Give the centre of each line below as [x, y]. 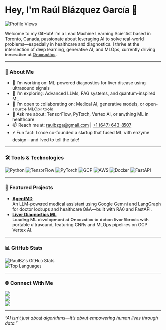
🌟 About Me [20, 72]
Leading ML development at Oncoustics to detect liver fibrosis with [81, 220]
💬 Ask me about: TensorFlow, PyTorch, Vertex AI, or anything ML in [81, 114]
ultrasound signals [31, 88]
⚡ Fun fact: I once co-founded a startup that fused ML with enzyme [81, 133]
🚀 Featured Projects [29, 188]
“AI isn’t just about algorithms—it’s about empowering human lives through [82, 318]
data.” [12, 323]
